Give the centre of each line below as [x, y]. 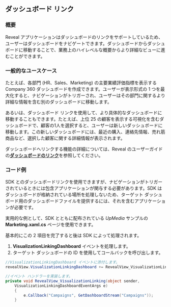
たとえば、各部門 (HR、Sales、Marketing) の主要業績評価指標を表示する [81, 83]
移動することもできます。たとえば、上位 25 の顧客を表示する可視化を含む [82, 119]
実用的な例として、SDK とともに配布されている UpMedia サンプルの [77, 218]
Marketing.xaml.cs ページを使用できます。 [51, 225]
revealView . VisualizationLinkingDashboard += [54, 267]
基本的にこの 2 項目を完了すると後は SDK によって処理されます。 [73, 236]
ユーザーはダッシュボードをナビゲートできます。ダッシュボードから [76, 43]
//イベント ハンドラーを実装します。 [39, 276]
